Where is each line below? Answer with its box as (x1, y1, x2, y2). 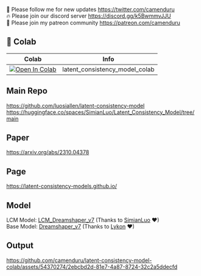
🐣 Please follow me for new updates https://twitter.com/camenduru (6, 6, 175, 13)
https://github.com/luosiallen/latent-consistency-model (6, 102, 145, 109)
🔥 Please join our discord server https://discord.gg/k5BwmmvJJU (6, 12, 172, 19)
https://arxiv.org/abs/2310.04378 (6, 149, 90, 156)
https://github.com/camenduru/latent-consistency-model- (6, 257, 152, 264)
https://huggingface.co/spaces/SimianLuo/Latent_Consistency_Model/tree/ (6, 108, 195, 116)
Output (6, 241, 33, 251)
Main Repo (6, 86, 48, 96)
